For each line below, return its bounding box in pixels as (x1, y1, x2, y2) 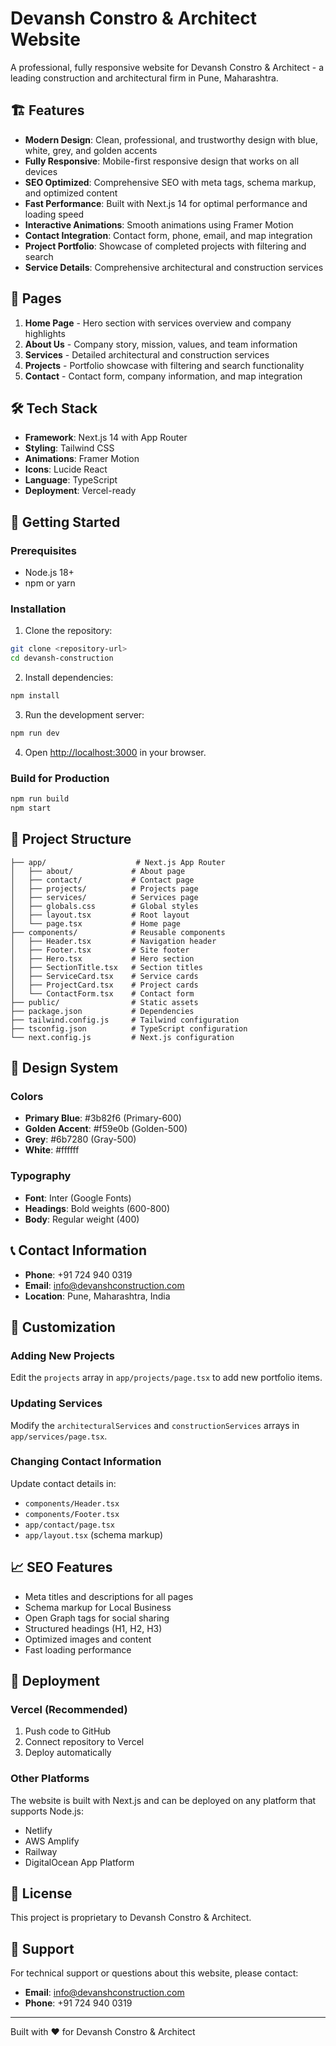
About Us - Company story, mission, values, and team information (24, 338, 298, 350)
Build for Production (10, 771, 110, 785)
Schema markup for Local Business (24, 1601, 172, 1613)
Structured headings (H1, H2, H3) (24, 1622, 163, 1634)
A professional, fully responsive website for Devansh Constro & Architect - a (10, 61, 325, 73)
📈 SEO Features (10, 1559, 113, 1576)
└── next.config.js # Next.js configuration (10, 1032, 235, 1042)
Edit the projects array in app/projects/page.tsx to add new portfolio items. (10, 1372, 323, 1384)
